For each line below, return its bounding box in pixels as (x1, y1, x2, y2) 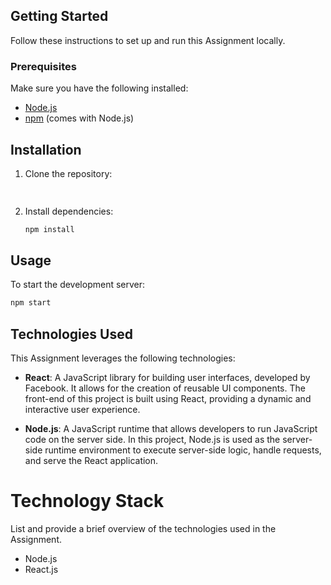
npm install (24, 224, 75, 234)
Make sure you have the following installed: (10, 82, 189, 94)
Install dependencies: (24, 205, 114, 217)
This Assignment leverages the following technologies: (10, 352, 236, 364)
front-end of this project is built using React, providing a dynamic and (24, 393, 312, 405)
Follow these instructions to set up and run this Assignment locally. (10, 34, 286, 46)
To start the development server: (10, 279, 146, 291)
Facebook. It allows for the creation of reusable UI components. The (24, 382, 306, 394)
